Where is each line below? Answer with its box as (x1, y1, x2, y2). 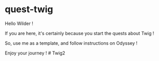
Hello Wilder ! (5, 20, 34, 26)
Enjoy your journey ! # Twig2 (5, 50, 65, 56)
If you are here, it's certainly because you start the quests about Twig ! (5, 30, 154, 36)
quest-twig (5, 4, 53, 15)
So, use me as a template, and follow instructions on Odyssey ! (5, 40, 138, 46)
